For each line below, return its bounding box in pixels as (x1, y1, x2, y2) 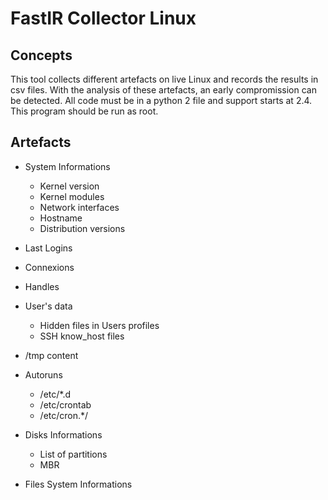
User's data (24, 300, 73, 312)
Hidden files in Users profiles (39, 319, 160, 331)
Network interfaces (39, 201, 120, 213)
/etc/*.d (39, 388, 71, 400)
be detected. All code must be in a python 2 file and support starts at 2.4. (10, 95, 313, 106)
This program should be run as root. (10, 105, 159, 117)
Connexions (24, 261, 75, 273)
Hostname (39, 212, 83, 224)
